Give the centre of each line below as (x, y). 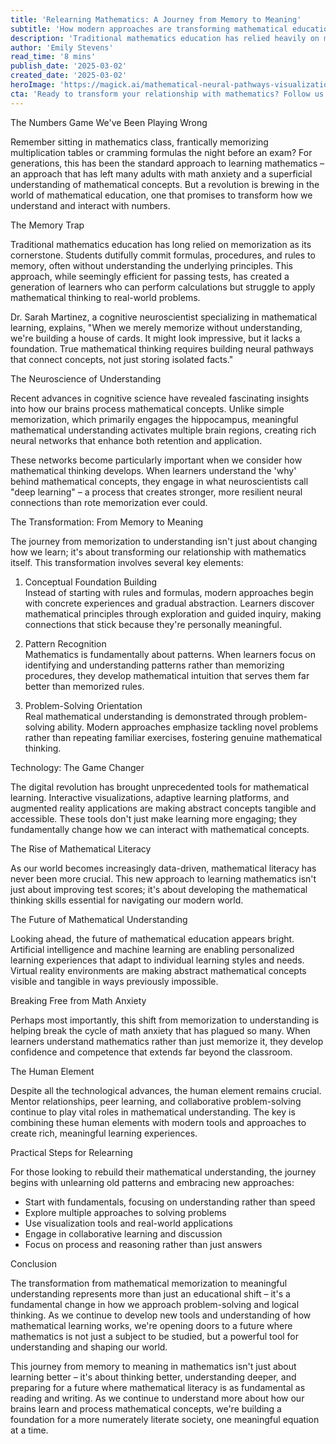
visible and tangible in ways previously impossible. (114, 981)
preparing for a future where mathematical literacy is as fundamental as (158, 1387)
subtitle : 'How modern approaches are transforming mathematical (149, 29)
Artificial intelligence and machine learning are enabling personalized (152, 949)
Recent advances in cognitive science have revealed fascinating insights (160, 398)
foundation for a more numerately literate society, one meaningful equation (165, 1419)
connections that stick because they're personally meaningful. (153, 624)
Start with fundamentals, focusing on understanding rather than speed (170, 1202)
